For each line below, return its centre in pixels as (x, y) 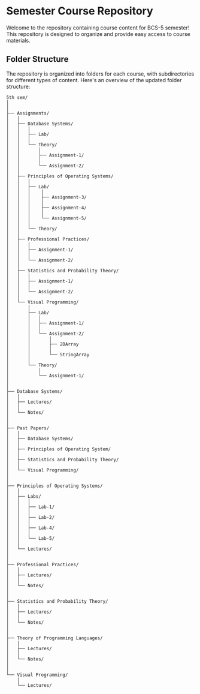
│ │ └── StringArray (48, 354)
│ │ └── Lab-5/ (31, 538)
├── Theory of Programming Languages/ (54, 638)
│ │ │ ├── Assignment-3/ (46, 197)
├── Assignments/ (28, 113)
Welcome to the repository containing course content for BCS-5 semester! (98, 28)
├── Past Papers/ (28, 428)
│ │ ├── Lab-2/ (31, 517)
